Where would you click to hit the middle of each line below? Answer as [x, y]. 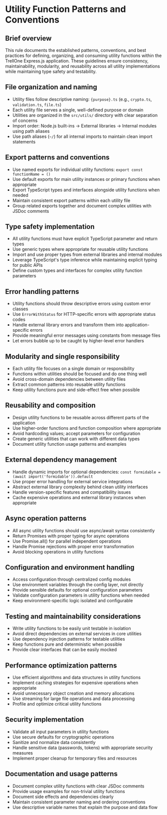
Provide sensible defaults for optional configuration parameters [78, 590]
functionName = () [31, 174]
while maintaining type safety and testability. [51, 71]
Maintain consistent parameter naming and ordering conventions [79, 802]
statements [24, 141]
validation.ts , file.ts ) [37, 104]
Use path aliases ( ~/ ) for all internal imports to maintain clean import [83, 136]
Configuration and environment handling [70, 567]
